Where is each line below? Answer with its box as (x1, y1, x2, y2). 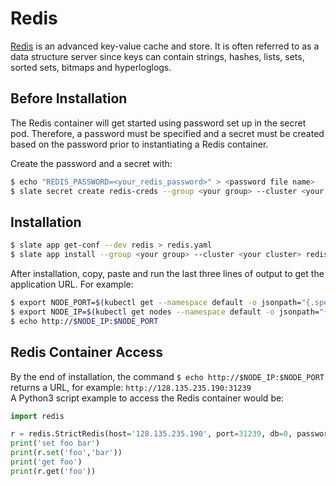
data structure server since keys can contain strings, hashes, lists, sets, (10, 50, 305, 62)
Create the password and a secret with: (10, 157, 173, 169)
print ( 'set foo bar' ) (10, 438, 101, 449)
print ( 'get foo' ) (10, 457, 83, 467)
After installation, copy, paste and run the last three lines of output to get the (10, 268, 325, 280)
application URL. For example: (10, 278, 134, 291)
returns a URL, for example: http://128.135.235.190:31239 (10, 381, 252, 393)
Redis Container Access (10, 344, 163, 361)
